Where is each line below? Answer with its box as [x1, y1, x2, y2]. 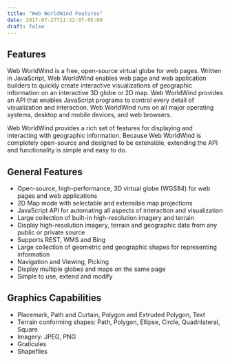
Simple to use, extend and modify [17, 272, 113, 280]
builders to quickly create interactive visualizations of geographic [7, 81, 193, 90]
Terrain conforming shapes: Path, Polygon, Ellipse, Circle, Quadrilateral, [17, 318, 220, 326]
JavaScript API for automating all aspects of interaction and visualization [17, 206, 223, 214]
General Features [7, 166, 83, 178]
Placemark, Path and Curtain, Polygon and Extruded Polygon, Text [17, 310, 205, 319]
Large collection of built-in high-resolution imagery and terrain [17, 214, 195, 221]
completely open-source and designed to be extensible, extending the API [7, 139, 218, 147]
